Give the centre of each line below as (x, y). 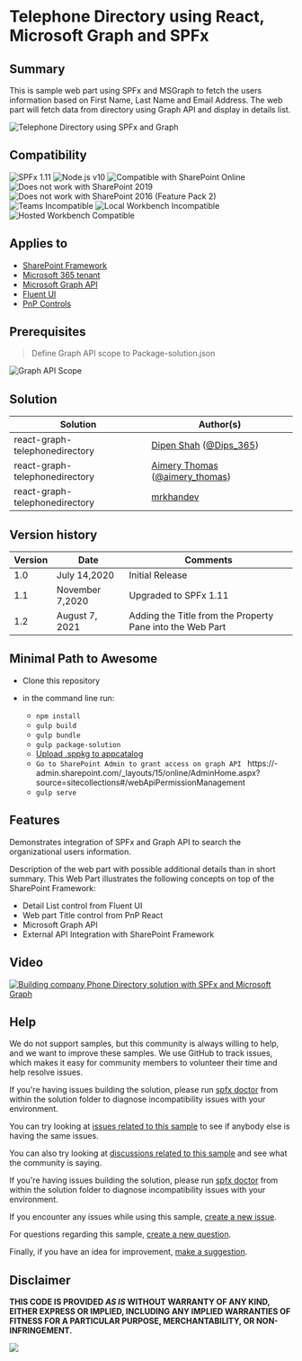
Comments (209, 560)
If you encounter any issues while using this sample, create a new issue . (143, 1217)
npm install (58, 716)
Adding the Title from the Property (201, 616)
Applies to (39, 243)
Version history (53, 534)
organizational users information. (71, 852)
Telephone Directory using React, (137, 17)
